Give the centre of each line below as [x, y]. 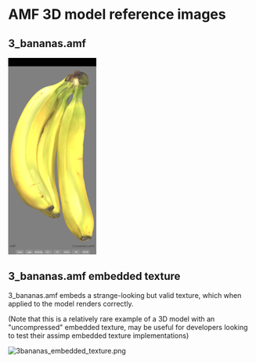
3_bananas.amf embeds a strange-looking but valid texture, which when [125, 295]
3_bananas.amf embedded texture [94, 276]
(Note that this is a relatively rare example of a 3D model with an [112, 318]
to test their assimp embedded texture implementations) [99, 336]
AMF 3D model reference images [117, 15]
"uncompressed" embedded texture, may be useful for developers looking [128, 327]
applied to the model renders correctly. [71, 303]
